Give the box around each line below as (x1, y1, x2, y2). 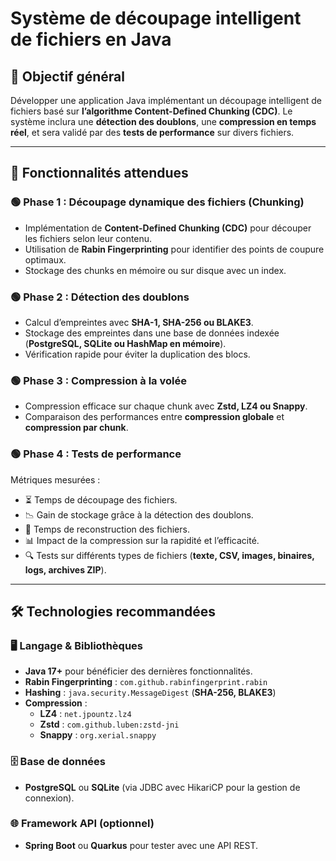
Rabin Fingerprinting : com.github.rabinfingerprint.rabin (24, 676, 268, 688)
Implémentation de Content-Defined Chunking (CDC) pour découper (24, 222, 312, 234)
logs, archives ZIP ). (24, 563, 107, 576)
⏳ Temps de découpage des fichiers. (24, 493, 178, 506)
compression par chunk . (24, 422, 129, 434)
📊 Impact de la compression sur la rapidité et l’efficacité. (24, 534, 260, 546)
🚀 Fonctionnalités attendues (10, 165, 189, 182)
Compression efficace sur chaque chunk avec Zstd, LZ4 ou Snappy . (24, 400, 308, 412)
